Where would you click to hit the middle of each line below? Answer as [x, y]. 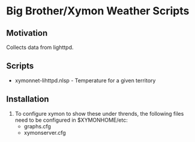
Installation [28, 99]
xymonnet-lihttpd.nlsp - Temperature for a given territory [85, 80]
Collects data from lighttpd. [40, 47]
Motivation [27, 33]
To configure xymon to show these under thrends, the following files [99, 113]
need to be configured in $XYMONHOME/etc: [71, 120]
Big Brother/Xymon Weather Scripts [98, 11]
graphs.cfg [37, 126]
